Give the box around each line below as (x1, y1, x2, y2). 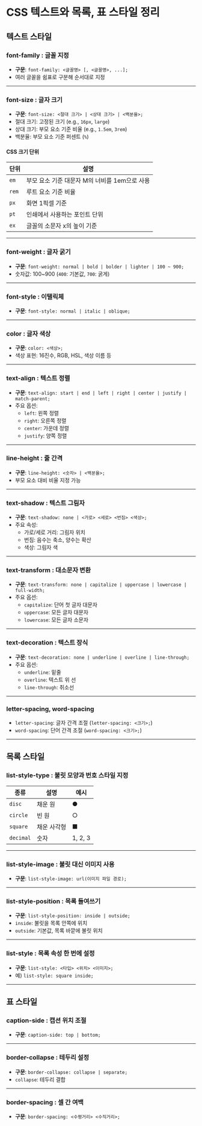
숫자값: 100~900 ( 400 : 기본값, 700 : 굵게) (14, 270, 110, 278)
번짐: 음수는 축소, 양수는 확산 (23, 536, 91, 544)
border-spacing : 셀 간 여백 (6, 1098, 84, 1106)
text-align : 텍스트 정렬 (6, 374, 70, 383)
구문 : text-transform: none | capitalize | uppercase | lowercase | (14, 580, 187, 588)
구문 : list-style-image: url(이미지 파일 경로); (14, 875, 127, 882)
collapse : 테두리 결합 (14, 1075, 66, 1083)
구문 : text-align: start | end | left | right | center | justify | (14, 389, 187, 396)
